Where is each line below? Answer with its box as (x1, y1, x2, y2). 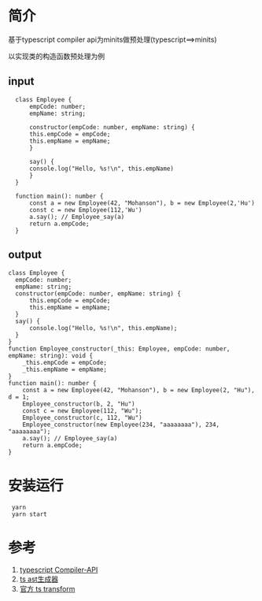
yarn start (11, 510, 47, 518)
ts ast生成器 (19, 574, 59, 584)
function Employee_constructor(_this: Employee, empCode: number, (8, 344, 231, 353)
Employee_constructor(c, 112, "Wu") (22, 414, 143, 421)
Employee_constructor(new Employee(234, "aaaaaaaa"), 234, (22, 421, 220, 428)
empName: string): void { (8, 351, 93, 359)
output (8, 248, 42, 262)
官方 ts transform (19, 584, 76, 594)
